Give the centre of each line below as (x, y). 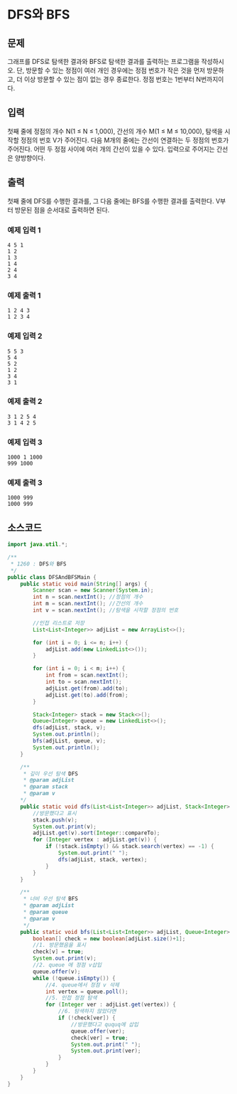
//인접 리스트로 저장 (59, 623)
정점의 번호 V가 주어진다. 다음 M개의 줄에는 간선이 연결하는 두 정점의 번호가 (125, 140)
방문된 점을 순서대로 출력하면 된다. (62, 210)
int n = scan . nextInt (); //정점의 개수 (88, 597)
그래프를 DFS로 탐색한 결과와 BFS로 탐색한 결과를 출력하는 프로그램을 (104, 62)
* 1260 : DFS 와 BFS (38, 564)
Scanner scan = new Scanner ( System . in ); (93, 590)
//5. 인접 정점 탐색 (71, 998)
